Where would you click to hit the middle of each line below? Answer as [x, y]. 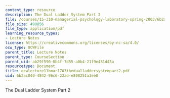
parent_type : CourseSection [35, 57]
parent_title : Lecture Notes [36, 52]
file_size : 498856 [25, 24]
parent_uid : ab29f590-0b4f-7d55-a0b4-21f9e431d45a [60, 62]
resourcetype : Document [30, 66]
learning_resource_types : [32, 33]
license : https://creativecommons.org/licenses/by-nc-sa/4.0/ [72, 43]
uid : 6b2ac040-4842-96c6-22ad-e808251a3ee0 [52, 76]
